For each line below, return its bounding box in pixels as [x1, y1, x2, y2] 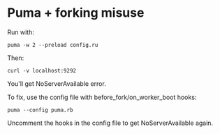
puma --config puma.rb [7, 106, 73, 113]
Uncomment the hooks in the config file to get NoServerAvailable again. [7, 119, 214, 127]
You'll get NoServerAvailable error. [7, 79, 106, 88]
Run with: [7, 28, 35, 36]
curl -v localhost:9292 [7, 67, 77, 74]
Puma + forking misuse [7, 5, 145, 21]
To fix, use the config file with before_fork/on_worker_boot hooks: [7, 93, 197, 101]
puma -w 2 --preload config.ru [7, 41, 98, 48]
